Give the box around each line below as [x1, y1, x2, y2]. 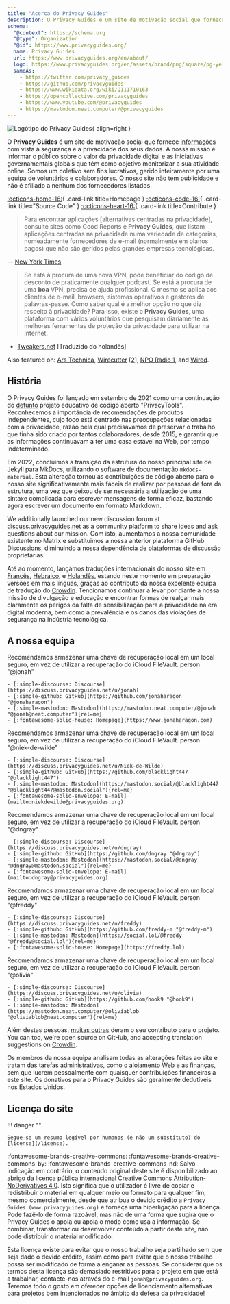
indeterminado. [7, 444, 50, 453]
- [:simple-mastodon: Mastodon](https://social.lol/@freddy [7, 932, 183, 939]
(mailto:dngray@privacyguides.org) [7, 875, 109, 881]
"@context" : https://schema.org [13, 29, 106, 36]
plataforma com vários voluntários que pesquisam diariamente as [23, 314, 209, 323]
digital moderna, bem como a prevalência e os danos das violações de [7, 607, 207, 616]
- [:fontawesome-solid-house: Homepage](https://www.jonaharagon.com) [7, 717, 213, 724]
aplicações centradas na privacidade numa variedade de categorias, [23, 229, 218, 238]
